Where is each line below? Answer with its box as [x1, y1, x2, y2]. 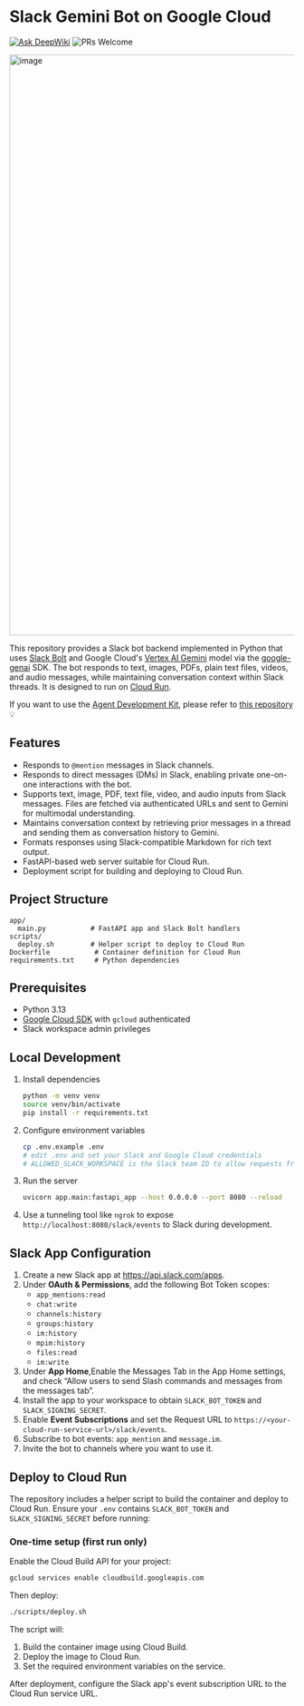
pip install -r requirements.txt [22, 1108, 149, 1117]
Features [9, 735, 61, 750]
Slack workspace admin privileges [22, 1024, 151, 1034]
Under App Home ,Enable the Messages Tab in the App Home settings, [22, 1366, 287, 1377]
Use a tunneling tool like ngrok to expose [22, 1210, 174, 1221]
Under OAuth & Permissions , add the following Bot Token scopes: [22, 1279, 270, 1290]
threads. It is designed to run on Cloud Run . [9, 681, 172, 691]
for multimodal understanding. [22, 808, 136, 819]
